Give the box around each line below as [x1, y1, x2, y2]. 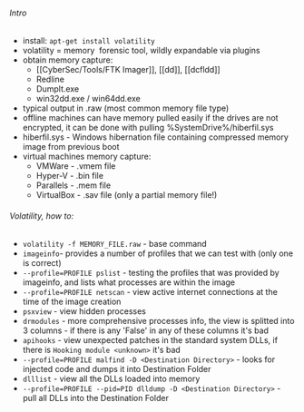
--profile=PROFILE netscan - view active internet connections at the [22, 287, 279, 298]
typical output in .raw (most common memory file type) [22, 103, 230, 113]
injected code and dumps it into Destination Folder [22, 364, 211, 375]
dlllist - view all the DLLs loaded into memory [22, 373, 201, 385]
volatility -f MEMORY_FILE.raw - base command [22, 239, 207, 250]
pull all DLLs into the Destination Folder [22, 393, 170, 404]
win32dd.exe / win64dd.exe [35, 93, 141, 104]
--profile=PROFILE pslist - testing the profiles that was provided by [22, 268, 279, 279]
